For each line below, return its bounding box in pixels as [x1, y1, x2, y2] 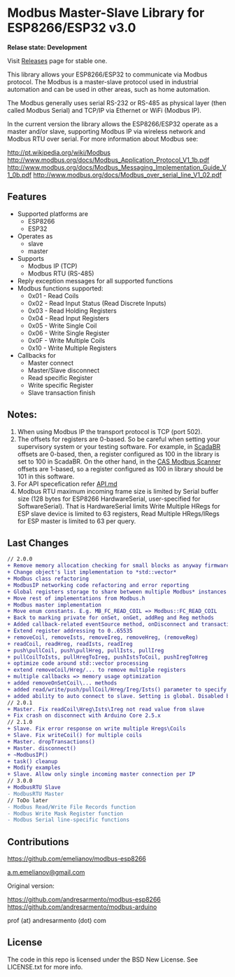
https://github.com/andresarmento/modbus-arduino [7, 903, 157, 911]
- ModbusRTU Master [7, 790, 64, 797]
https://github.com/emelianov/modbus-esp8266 [7, 854, 147, 863]
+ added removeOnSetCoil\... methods [7, 680, 117, 687]
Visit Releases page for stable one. [7, 56, 108, 65]
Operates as [17, 231, 53, 240]
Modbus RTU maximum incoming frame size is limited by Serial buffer [17, 487, 219, 495]
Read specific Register [27, 373, 93, 382]
